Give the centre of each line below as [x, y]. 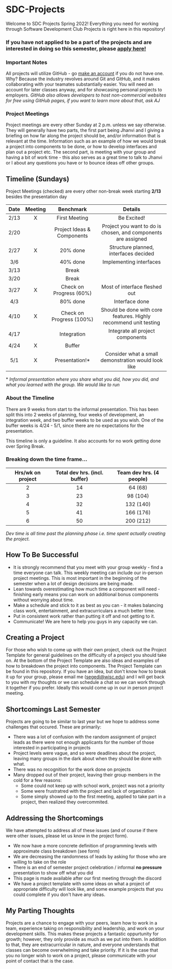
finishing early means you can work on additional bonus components [86, 594]
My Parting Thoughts [40, 911]
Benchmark [73, 209]
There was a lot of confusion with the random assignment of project [85, 737]
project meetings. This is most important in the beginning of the [80, 578]
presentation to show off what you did [53, 873]
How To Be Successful [42, 555]
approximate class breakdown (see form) [56, 851]
